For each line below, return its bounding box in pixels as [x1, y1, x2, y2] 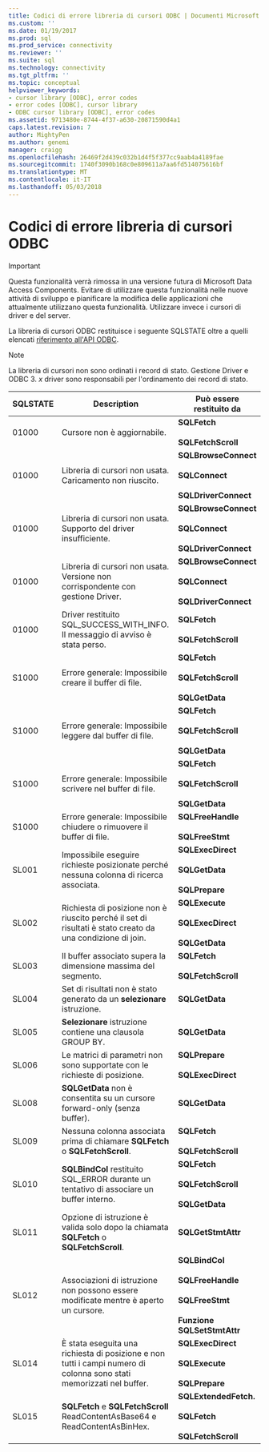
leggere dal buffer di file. [61, 730, 154, 741]
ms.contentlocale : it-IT [8, 175, 91, 184]
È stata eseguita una [61, 1337, 139, 1349]
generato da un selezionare [61, 993, 167, 1004]
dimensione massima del [61, 960, 155, 971]
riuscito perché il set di [61, 912, 147, 923]
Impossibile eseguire [61, 849, 140, 860]
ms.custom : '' [8, 19, 56, 27]
